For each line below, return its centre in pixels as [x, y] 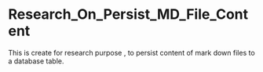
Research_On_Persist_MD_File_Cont [128, 14]
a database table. [36, 61]
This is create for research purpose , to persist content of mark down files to [131, 52]
